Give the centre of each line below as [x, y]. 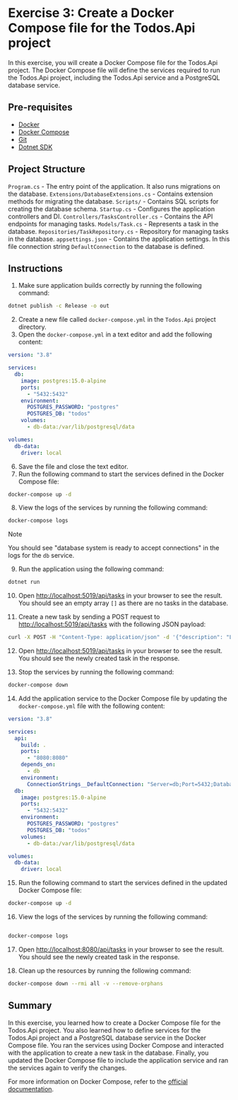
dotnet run [24, 582]
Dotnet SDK [35, 147]
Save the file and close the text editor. [73, 466]
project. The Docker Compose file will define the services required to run [114, 70]
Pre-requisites [40, 107]
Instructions [35, 268]
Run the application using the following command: [91, 569]
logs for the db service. [41, 556]
